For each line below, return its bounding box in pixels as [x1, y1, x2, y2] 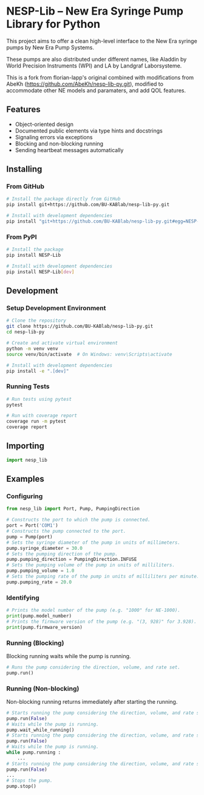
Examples [6, 474, 44, 484]
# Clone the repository [6, 318, 67, 324]
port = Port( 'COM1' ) [6, 522, 59, 529]
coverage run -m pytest [6, 418, 67, 425]
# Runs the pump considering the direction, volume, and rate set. [6, 664, 181, 670]
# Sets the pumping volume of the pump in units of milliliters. [6, 562, 175, 568]
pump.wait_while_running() [6, 727, 75, 733]
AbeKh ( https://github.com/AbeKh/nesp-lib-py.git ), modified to [6, 80, 164, 88]
